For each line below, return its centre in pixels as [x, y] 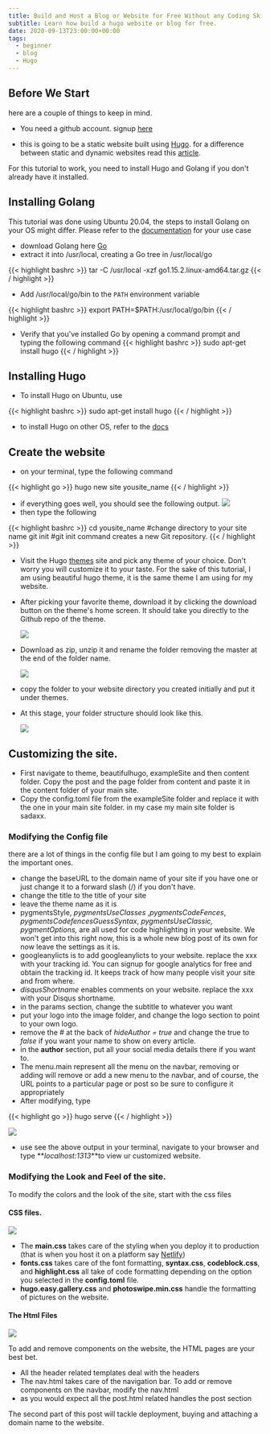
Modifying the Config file [58, 836]
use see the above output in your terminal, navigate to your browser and [139, 1147]
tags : [17, 38]
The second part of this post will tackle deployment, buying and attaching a [133, 1414]
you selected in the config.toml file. [79, 1280]
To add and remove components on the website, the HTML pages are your [132, 1348]
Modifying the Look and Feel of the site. [87, 1177]
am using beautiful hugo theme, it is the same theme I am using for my [136, 578]
